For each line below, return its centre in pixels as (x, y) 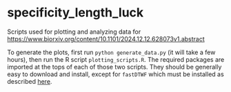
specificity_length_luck (76, 13)
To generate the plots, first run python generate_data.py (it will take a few (111, 52)
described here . (30, 81)
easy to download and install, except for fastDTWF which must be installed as (115, 74)
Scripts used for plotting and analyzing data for (74, 32)
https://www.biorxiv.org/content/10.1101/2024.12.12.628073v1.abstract (106, 38)
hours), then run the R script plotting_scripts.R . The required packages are (116, 59)
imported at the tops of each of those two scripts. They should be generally (114, 67)
